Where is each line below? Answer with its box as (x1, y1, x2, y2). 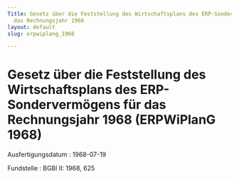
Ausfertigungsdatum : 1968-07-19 (7, 150, 107, 159)
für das (123, 97, 166, 113)
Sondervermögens (7, 97, 121, 113)
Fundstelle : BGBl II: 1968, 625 (7, 164, 95, 173)
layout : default (7, 23, 55, 30)
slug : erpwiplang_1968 (7, 30, 75, 37)
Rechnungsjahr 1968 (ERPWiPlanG (7, 112, 216, 128)
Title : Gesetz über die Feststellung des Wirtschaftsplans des (7, 10, 199, 18)
